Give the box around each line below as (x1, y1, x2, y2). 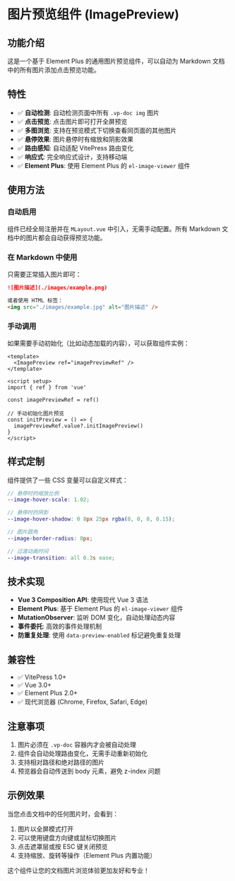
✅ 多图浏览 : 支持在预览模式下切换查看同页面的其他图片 (17, 126, 177, 134)
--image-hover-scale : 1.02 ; (7, 496, 90, 504)
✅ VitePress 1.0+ (17, 673, 67, 682)
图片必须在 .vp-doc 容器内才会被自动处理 (17, 740, 136, 749)
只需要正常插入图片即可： (7, 270, 82, 278)
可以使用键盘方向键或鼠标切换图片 (17, 833, 117, 841)
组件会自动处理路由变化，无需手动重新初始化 (17, 749, 148, 757)
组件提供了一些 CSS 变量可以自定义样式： (7, 475, 129, 484)
